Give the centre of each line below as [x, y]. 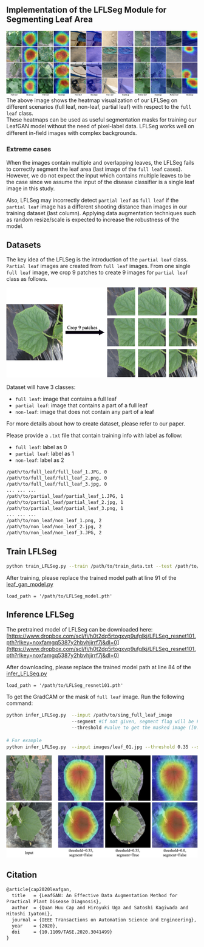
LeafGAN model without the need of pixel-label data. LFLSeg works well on [100, 126]
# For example [24, 741]
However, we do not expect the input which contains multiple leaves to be [99, 175]
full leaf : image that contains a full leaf [66, 399]
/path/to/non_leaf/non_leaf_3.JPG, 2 [54, 533]
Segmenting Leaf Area [49, 20]
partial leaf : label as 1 [44, 454]
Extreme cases [29, 150]
